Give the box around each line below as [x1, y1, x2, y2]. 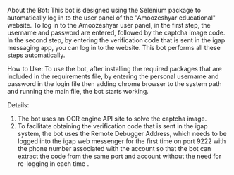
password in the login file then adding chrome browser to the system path [7, 80, 222, 87]
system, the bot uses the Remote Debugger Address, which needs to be [17, 130, 227, 138]
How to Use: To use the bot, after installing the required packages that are [7, 65, 222, 73]
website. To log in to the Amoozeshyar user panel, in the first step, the [7, 21, 211, 29]
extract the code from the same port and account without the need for [17, 152, 222, 160]
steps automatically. [7, 51, 66, 59]
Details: [7, 101, 30, 109]
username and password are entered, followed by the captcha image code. [7, 28, 226, 37]
